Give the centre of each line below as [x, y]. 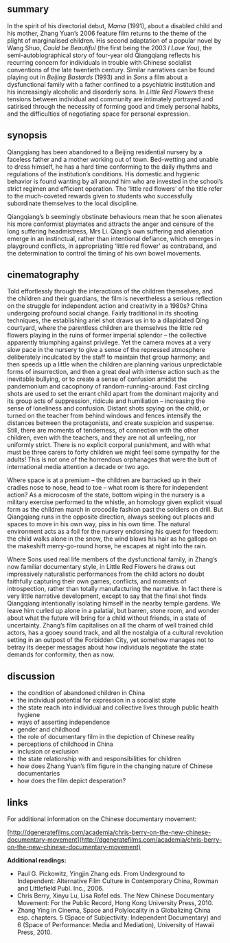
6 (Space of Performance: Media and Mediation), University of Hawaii [116, 925]
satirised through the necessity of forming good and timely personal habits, [114, 106]
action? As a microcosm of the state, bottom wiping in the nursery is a [106, 495]
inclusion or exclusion [48, 752]
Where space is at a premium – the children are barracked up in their [104, 480]
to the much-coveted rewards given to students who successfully [100, 196]
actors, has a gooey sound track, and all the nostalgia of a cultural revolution [115, 633]
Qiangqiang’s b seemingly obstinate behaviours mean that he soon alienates [115, 216]
